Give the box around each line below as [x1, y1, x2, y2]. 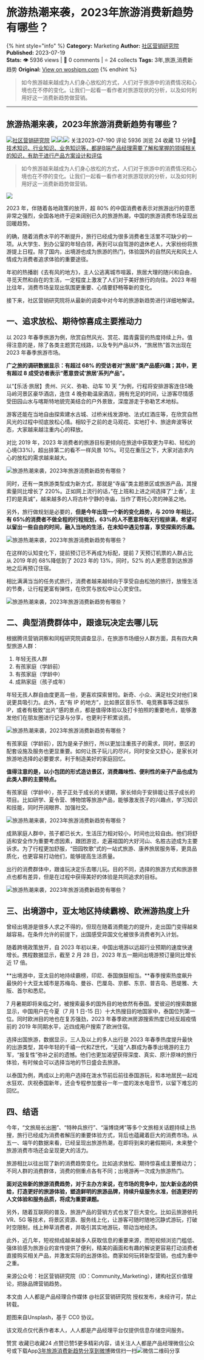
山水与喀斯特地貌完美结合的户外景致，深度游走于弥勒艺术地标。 [22, 397, 182, 405]
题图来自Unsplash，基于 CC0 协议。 [6, 1314, 97, 1320]
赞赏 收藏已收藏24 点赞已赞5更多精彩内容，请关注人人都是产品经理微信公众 [6, 1339, 195, 1347]
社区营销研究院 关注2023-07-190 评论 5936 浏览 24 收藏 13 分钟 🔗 [12, 137, 196, 144]
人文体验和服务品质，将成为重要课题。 [6, 1195, 102, 1203]
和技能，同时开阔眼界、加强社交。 [6, 804, 92, 811]
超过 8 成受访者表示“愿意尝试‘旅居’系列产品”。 [11, 369, 128, 377]
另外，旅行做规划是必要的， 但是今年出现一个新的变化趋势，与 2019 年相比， [6, 508, 197, 515]
